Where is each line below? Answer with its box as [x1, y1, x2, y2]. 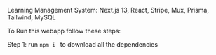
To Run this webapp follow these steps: [7, 27, 121, 35]
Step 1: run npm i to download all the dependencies [7, 40, 158, 48]
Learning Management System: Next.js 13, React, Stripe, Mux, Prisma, [7, 6, 209, 14]
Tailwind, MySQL [7, 13, 56, 22]
